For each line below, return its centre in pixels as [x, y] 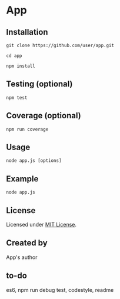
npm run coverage [27, 129]
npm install [21, 66]
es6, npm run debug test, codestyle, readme [60, 290]
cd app [14, 56]
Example [22, 179]
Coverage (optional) [44, 116]
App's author [22, 257]
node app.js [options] [34, 161]
